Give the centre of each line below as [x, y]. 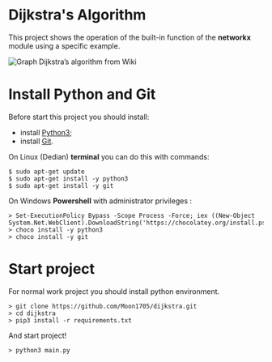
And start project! [38, 335]
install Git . [37, 141]
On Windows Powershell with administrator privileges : [100, 201]
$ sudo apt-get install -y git [61, 185]
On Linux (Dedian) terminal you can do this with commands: [109, 156]
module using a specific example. [64, 45]
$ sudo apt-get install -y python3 [68, 179]
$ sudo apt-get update [47, 172]
